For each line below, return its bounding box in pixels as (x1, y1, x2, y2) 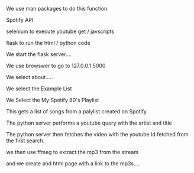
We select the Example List (6, 85, 72, 92)
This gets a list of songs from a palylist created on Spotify (6, 108, 147, 115)
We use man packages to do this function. (6, 5, 109, 12)
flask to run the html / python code (6, 40, 90, 46)
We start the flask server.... (6, 51, 72, 58)
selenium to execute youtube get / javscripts (6, 28, 114, 35)
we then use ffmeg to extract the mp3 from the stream (6, 149, 139, 155)
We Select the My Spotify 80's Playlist (6, 97, 99, 103)
